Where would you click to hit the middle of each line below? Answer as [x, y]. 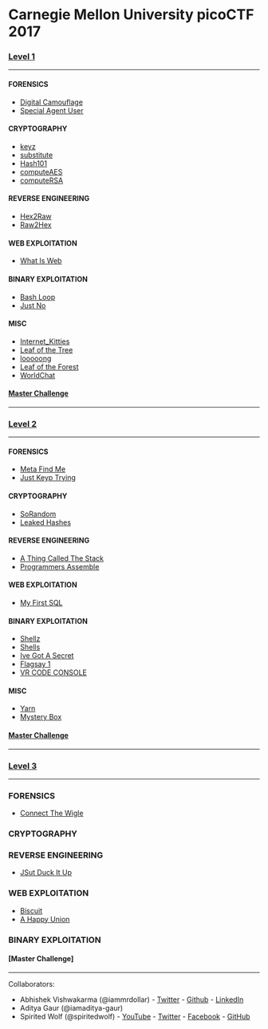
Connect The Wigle [51, 813]
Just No [33, 306]
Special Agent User [51, 110]
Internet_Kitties [45, 341]
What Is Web [41, 261]
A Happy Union [45, 919]
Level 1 [22, 57]
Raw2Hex [35, 225]
